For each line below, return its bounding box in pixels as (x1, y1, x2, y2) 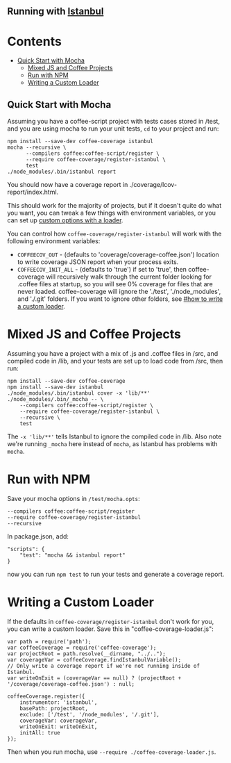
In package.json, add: (7, 532, 69, 541)
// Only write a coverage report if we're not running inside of (7, 662, 200, 669)
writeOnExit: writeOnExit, (19, 723, 98, 730)
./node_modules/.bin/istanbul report (7, 168, 117, 176)
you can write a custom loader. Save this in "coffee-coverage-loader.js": (7, 625, 214, 633)
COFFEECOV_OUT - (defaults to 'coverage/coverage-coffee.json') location (17, 250, 220, 259)
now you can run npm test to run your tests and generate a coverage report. (7, 570, 225, 579)
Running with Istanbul (7, 6, 104, 17)
